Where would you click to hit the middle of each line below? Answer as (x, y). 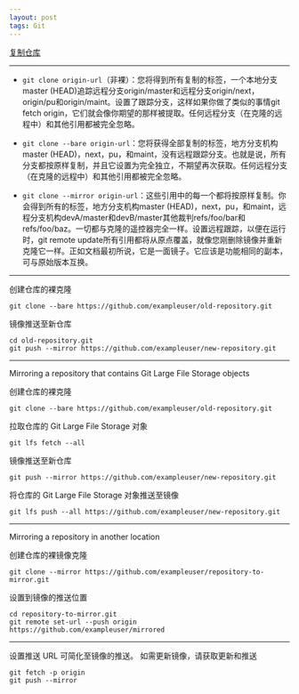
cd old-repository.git (51, 340)
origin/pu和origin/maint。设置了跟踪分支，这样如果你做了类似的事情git (151, 101)
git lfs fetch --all (48, 443)
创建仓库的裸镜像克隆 (48, 555)
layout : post (33, 17)
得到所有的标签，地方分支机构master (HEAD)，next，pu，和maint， (154, 206)
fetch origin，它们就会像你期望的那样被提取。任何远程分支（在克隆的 (148, 113)
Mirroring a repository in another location (85, 537)
